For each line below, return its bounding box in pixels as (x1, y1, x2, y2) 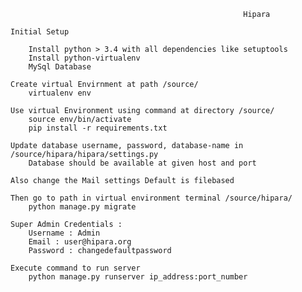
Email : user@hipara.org (28, 237, 132, 247)
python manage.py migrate (28, 202, 137, 212)
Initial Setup (10, 27, 70, 37)
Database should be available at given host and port (28, 158, 257, 168)
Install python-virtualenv (28, 53, 141, 63)
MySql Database (28, 62, 92, 72)
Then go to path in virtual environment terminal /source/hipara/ (10, 193, 293, 203)
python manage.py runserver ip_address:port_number (28, 272, 248, 282)
